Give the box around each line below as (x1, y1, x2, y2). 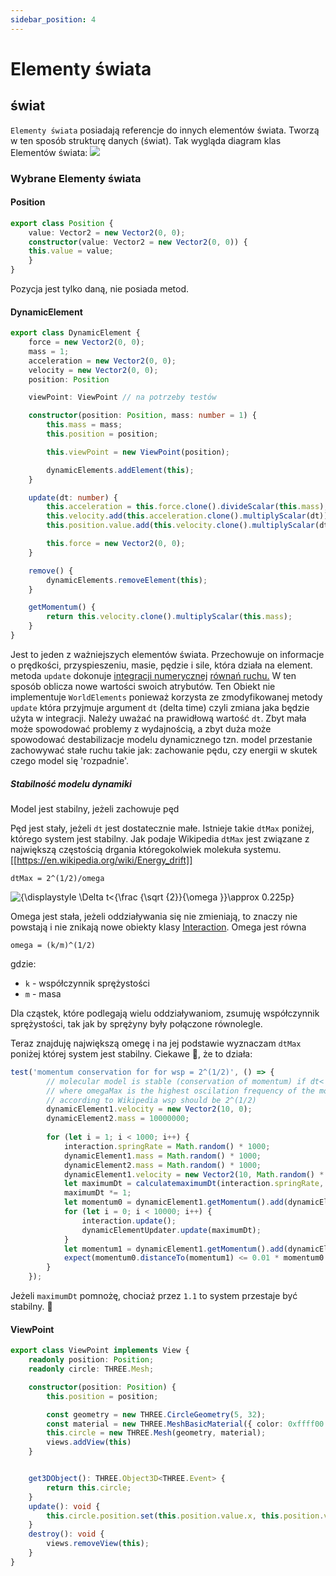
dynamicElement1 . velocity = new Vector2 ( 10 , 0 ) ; (46, 1104, 253, 1115)
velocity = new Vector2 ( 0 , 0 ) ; (28, 365, 159, 375)
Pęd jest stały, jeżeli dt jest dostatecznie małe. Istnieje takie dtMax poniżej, (10, 822, 315, 834)
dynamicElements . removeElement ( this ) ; (46, 575, 208, 585)
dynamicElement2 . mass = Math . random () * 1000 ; (63, 1160, 262, 1170)
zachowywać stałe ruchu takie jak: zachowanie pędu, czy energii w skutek (10, 744, 318, 756)
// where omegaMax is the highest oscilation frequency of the (46, 1086, 315, 1096)
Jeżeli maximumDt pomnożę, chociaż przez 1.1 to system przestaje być (10, 1290, 298, 1302)
